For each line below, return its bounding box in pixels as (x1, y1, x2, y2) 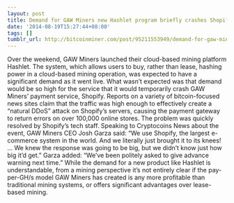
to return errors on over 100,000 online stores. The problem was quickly (7, 114, 214, 122)
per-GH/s (7, 173, 35, 181)
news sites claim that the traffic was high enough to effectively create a (7, 99, 212, 108)
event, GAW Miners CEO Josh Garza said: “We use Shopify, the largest (7, 129, 210, 138)
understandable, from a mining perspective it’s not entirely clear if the (7, 166, 207, 174)
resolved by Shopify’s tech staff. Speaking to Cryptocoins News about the (7, 122, 219, 130)
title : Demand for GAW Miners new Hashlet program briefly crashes (7, 17, 208, 24)
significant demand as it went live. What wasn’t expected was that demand (7, 77, 222, 86)
